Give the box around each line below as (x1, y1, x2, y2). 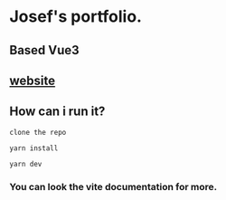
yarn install (9, 143, 59, 153)
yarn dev (9, 159, 42, 168)
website (9, 72, 56, 88)
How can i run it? (9, 104, 106, 119)
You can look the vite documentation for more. (9, 180, 218, 193)
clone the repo (9, 128, 67, 137)
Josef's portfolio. (9, 6, 143, 27)
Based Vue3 (9, 43, 80, 58)
